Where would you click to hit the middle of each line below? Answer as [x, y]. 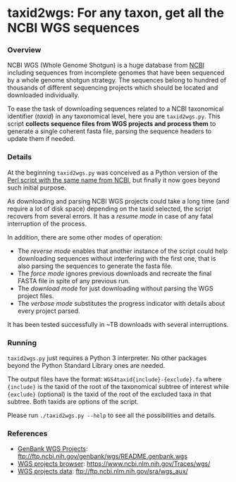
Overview [24, 50]
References [27, 433]
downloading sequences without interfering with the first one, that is [117, 258]
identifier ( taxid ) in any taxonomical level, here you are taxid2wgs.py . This [114, 116]
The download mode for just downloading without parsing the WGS [115, 288]
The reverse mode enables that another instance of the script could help [123, 251]
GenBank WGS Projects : [52, 449]
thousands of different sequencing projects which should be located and [113, 88]
